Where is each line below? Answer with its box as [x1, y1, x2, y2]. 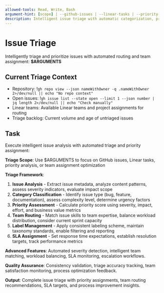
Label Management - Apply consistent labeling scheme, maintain [12, 223, 144, 228]
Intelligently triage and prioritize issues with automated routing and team [5, 53, 151, 59]
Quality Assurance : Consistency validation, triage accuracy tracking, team [5, 262, 156, 268]
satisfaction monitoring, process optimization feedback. [5, 268, 117, 273]
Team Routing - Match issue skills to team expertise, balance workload [12, 212, 156, 218]
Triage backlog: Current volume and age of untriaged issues [12, 115, 133, 121]
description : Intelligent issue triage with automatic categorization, [5, 16, 154, 21]
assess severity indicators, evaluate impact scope [12, 186, 113, 192]
